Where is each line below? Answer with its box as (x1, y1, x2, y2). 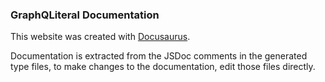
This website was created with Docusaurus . (10, 31, 191, 43)
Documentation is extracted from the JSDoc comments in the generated (10, 50, 308, 62)
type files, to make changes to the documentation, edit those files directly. (10, 61, 316, 73)
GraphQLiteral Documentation (10, 8, 160, 22)
